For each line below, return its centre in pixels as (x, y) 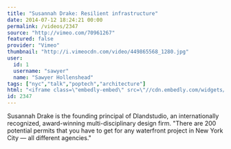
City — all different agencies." (49, 138)
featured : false (30, 39)
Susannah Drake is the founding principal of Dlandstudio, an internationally (113, 116)
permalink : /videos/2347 (43, 26)
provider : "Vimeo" (33, 45)
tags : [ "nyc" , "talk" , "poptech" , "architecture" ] (77, 84)
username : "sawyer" (41, 71)
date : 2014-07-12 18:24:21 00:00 (55, 20)
